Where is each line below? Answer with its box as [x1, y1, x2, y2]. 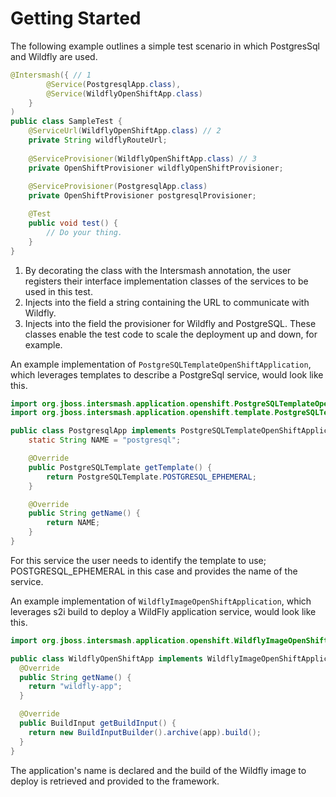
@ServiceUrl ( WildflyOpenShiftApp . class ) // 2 [28, 126, 222, 136]
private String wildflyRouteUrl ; [28, 135, 168, 146]
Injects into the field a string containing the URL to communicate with [24, 296, 310, 308]
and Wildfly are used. [10, 50, 98, 62]
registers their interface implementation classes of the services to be [24, 275, 309, 287]
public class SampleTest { [10, 117, 123, 127]
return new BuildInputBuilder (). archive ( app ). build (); [28, 727, 262, 737]
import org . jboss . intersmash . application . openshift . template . [10, 408, 275, 418]
